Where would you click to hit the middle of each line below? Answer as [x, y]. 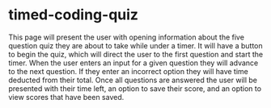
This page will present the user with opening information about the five [127, 37]
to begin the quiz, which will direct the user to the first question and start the [136, 54]
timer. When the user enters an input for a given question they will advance [133, 63]
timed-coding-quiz [74, 15]
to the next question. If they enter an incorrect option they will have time [128, 71]
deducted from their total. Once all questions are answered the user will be [133, 80]
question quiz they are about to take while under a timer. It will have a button [135, 45]
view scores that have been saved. [66, 97]
